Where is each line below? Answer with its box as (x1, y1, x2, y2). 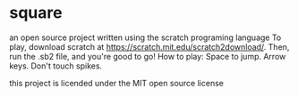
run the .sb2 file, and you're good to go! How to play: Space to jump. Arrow (9, 51, 286, 61)
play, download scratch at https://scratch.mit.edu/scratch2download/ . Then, (9, 41, 290, 52)
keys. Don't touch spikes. (9, 61, 103, 71)
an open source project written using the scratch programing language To (9, 32, 282, 43)
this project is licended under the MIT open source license (9, 77, 224, 88)
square (9, 3, 63, 23)
